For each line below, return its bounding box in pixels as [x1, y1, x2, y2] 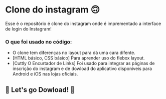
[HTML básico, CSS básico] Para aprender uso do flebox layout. [12, 55, 145, 61]
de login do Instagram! [5, 25, 52, 31]
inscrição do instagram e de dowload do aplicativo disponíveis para [12, 65, 152, 71]
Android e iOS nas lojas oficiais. [12, 71, 78, 77]
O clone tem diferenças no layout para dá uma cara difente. [12, 49, 135, 56]
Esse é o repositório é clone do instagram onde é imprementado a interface [5, 20, 161, 26]
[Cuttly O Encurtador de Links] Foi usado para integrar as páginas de [12, 60, 155, 66]
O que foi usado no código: [5, 38, 72, 45]
